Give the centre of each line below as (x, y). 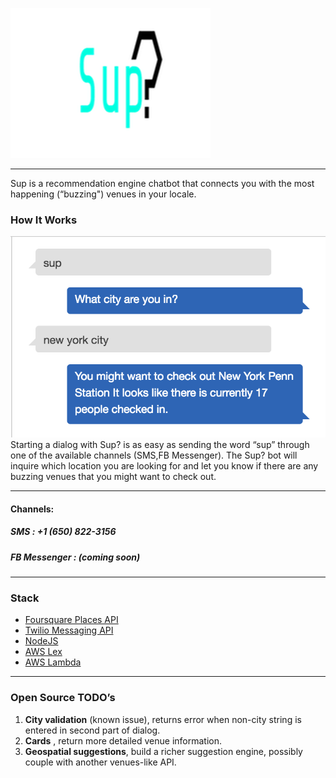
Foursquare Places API (71, 620)
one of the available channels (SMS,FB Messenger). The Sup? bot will (154, 455)
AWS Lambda (53, 662)
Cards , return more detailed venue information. (123, 740)
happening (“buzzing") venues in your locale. (103, 194)
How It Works (44, 220)
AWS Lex (43, 652)
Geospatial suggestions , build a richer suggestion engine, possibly (163, 751)
